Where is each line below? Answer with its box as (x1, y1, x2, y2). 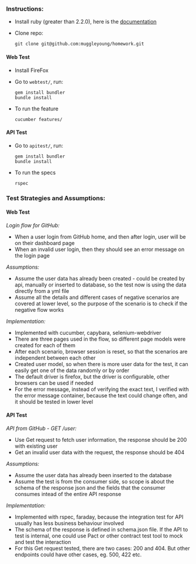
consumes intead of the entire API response (14, 491, 122, 498)
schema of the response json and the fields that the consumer (14, 484, 166, 491)
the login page (14, 252, 50, 259)
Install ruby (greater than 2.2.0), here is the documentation (14, 18, 157, 25)
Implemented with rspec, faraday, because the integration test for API (14, 513, 184, 521)
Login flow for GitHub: (6, 221, 60, 229)
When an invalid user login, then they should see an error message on (14, 246, 185, 253)
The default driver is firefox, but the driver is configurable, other (14, 373, 170, 380)
